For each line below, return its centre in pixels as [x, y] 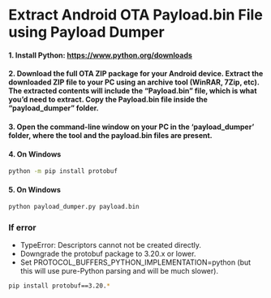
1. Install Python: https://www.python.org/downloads [101, 55]
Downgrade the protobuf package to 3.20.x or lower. [108, 254]
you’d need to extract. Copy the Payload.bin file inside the [108, 100]
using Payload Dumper [86, 32]
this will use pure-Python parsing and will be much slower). [119, 271]
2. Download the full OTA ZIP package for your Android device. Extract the [136, 74]
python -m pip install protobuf [63, 171]
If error [22, 227]
